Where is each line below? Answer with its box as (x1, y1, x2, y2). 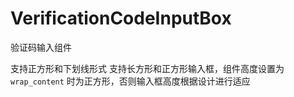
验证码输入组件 (10, 41, 72, 53)
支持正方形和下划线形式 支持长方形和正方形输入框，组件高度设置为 (10, 62, 285, 74)
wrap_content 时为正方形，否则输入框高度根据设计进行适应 (10, 75, 251, 87)
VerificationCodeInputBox (10, 7, 232, 30)
